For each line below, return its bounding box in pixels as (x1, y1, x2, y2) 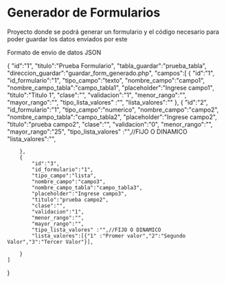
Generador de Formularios (7, 5, 161, 21)
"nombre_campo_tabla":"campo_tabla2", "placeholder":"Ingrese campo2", (7, 112, 218, 121)
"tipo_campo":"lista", (32, 172, 97, 179)
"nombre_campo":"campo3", (32, 178, 106, 185)
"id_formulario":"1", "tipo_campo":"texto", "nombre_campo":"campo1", (7, 76, 205, 84)
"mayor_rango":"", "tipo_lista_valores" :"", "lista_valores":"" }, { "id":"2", (7, 98, 208, 106)
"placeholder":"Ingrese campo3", (32, 190, 128, 197)
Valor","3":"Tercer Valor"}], (7, 238, 94, 245)
